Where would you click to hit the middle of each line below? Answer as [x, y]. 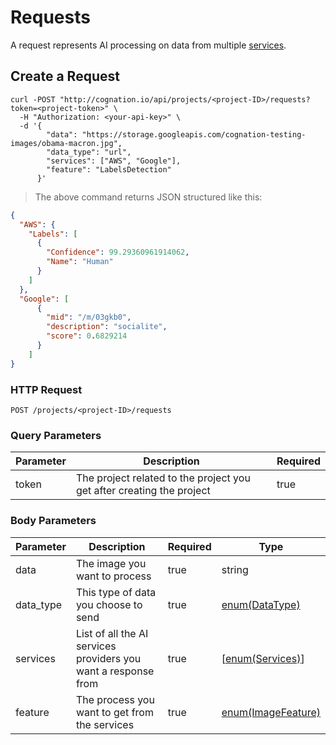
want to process [113, 576]
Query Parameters [56, 435]
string [235, 569]
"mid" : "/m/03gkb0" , [89, 317]
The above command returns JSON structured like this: [148, 197]
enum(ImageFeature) [271, 712]
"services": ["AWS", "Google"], [114, 161]
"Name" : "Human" [80, 262]
